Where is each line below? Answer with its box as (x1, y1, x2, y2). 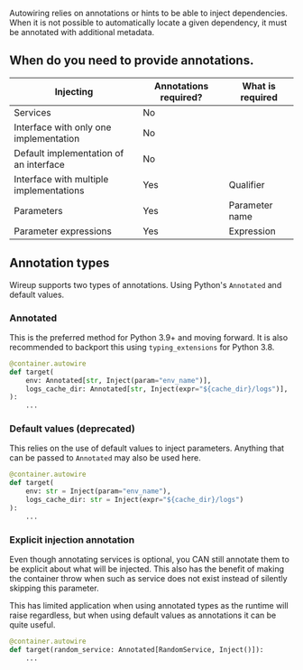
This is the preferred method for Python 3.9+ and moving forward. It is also (9, 331, 289, 342)
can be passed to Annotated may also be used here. (9, 452, 201, 463)
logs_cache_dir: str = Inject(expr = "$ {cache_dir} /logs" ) (25, 496, 244, 505)
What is (242, 79, 277, 92)
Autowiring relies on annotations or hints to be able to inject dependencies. (9, 8, 289, 18)
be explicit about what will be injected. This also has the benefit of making (9, 563, 285, 574)
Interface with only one (14, 121, 112, 134)
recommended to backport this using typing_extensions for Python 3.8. (9, 341, 275, 352)
